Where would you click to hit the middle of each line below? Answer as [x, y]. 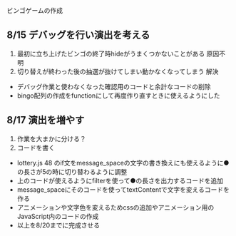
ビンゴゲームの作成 [35, 10]
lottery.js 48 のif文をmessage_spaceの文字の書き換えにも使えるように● [123, 163]
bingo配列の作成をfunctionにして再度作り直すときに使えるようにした [118, 96]
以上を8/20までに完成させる [58, 225]
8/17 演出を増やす [46, 120]
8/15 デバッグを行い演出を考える [78, 35]
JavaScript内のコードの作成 [58, 216]
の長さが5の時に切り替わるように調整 [72, 171]
